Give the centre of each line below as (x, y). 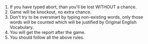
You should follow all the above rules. (47, 37)
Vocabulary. (22, 27)
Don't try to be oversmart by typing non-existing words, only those (76, 17)
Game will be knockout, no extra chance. (50, 12)
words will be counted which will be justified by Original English (73, 22)
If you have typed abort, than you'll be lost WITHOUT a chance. (73, 7)
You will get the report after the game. (48, 32)
